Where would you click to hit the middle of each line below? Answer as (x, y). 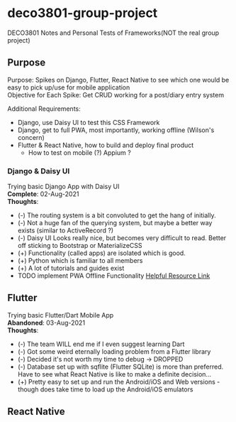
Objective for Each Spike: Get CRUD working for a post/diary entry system (116, 94)
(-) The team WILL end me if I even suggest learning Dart (101, 344)
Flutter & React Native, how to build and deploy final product (106, 145)
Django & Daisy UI (39, 171)
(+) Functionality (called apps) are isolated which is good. (101, 253)
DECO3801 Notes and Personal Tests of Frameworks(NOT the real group (113, 33)
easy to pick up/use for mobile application (69, 87)
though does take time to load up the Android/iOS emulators (105, 389)
